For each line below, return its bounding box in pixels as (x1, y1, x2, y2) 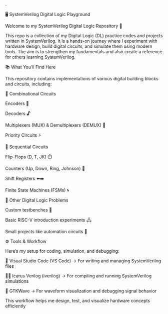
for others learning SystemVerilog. (5, 54, 76, 60)
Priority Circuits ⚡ (5, 132, 41, 138)
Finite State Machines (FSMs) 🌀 (5, 187, 69, 193)
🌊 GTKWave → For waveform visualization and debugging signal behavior (5, 288, 157, 294)
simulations (5, 278, 29, 284)
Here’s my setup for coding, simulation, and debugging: (5, 248, 119, 254)
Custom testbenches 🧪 (5, 207, 52, 213)
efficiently (5, 303, 26, 309)
